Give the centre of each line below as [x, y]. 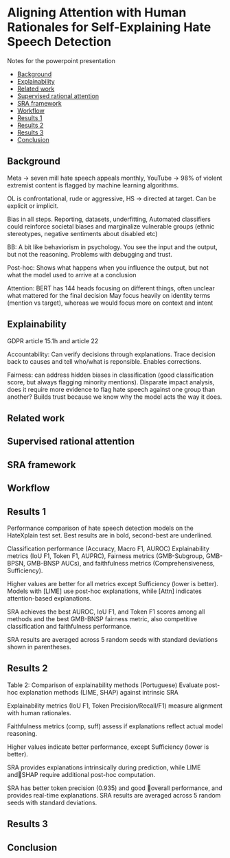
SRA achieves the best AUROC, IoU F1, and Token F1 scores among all [106, 612]
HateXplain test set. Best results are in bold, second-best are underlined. [110, 535]
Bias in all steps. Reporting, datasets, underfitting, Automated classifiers [109, 219]
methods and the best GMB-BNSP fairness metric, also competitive [102, 618]
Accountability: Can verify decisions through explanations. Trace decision [112, 354]
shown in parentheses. [39, 647]
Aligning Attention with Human [97, 13]
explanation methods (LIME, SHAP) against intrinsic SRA [99, 692]
